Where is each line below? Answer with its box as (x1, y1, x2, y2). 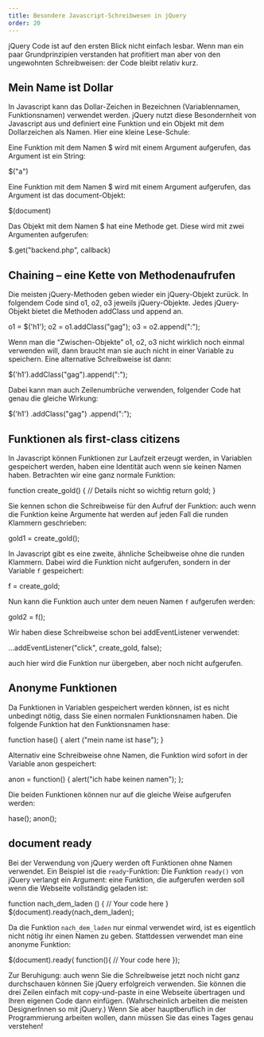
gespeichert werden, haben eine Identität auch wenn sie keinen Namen (8, 461, 242, 471)
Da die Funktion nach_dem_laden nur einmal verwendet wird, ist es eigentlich (8, 922, 256, 932)
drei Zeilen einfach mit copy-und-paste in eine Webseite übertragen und (8, 987, 245, 996)
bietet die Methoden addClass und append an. (31, 307, 184, 316)
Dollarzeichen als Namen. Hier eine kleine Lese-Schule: (8, 127, 191, 137)
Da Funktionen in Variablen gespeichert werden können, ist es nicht (8, 702, 230, 712)
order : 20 (8, 19, 41, 27)
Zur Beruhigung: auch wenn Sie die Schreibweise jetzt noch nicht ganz (8, 970, 240, 980)
